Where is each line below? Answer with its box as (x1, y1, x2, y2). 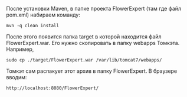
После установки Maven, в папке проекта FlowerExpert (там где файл (6, 5, 182, 12)
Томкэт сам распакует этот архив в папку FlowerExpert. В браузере (6, 67, 178, 75)
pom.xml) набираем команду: (6, 11, 81, 18)
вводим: (6, 74, 27, 80)
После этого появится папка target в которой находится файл (6, 33, 162, 40)
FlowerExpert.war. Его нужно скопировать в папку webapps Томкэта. (6, 40, 180, 46)
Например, (6, 46, 34, 53)
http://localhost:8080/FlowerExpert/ (6, 85, 99, 91)
